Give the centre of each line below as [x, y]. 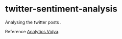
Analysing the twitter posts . [33, 22]
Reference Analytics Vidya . [32, 31]
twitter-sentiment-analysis [61, 9]
